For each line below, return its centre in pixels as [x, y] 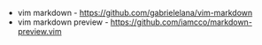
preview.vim [39, 31]
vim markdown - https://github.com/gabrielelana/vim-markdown [135, 13]
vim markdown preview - [63, 22]
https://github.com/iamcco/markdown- [181, 22]
